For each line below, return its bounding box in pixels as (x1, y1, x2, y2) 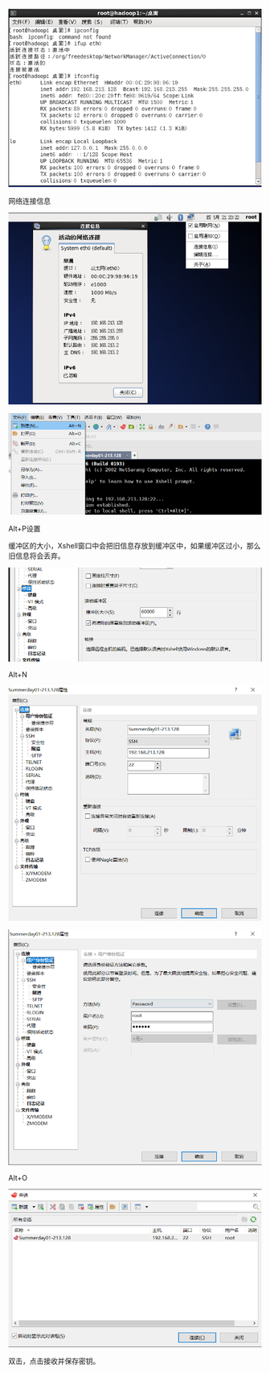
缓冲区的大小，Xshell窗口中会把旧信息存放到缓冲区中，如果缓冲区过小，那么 (8, 541, 261, 551)
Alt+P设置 (8, 524, 41, 534)
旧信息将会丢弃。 (8, 551, 65, 560)
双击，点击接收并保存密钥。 (8, 1356, 100, 1366)
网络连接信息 (8, 196, 51, 206)
